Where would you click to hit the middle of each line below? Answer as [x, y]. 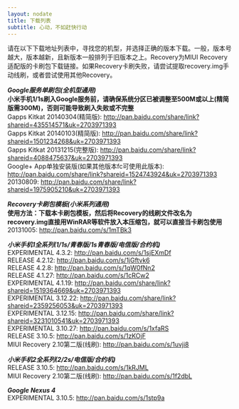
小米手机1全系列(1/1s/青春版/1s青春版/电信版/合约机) [84, 245]
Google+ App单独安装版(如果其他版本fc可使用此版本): [86, 166]
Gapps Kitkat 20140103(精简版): [54, 133]
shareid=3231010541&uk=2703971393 [63, 321]
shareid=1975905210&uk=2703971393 [64, 190]
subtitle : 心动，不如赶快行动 [47, 27]
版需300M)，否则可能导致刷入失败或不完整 [71, 108]
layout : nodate [30, 14]
